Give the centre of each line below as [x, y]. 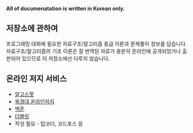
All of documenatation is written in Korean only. [66, 9]
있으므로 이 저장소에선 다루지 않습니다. [66, 58]
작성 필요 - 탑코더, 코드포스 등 [49, 124]
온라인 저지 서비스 [36, 79]
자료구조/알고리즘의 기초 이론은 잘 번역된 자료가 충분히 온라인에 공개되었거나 [94, 51]
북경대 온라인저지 [34, 101]
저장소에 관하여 [32, 29]
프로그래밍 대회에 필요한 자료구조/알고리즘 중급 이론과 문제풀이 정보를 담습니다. [96, 44]
